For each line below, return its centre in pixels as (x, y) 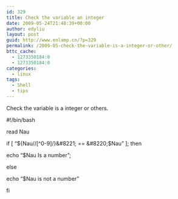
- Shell (22, 86)
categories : (21, 68)
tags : (13, 79)
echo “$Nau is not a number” (43, 178)
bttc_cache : (21, 52)
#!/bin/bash (21, 120)
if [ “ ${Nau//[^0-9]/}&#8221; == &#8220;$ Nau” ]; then (74, 143)
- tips (20, 91)
